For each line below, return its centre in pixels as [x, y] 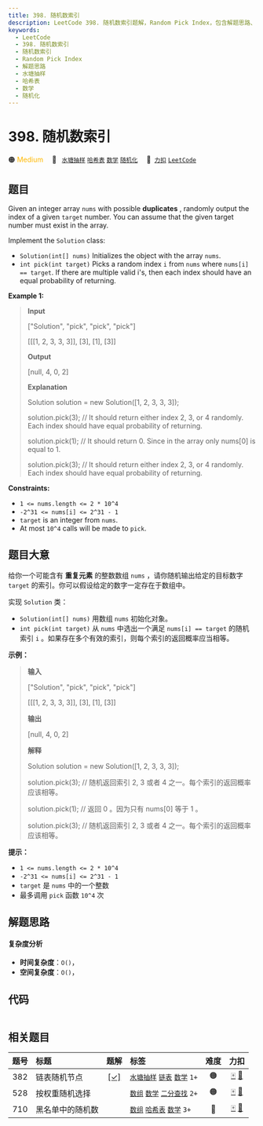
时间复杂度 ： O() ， [49, 963]
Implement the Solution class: [57, 241]
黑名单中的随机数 [68, 1110]
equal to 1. [44, 449]
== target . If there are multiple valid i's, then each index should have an [135, 272]
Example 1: [26, 296]
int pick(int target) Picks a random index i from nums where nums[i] [134, 264]
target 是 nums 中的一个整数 [64, 885]
